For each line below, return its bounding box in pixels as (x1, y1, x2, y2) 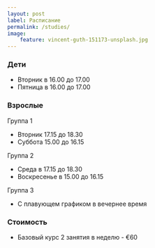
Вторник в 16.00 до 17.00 (17, 75, 91, 84)
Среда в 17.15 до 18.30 (17, 164, 82, 173)
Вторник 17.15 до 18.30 (17, 130, 83, 138)
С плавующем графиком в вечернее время (17, 200, 147, 208)
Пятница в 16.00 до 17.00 (17, 83, 91, 91)
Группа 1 (7, 117, 33, 125)
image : (7, 30, 27, 37)
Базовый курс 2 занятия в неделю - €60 (17, 233, 138, 242)
